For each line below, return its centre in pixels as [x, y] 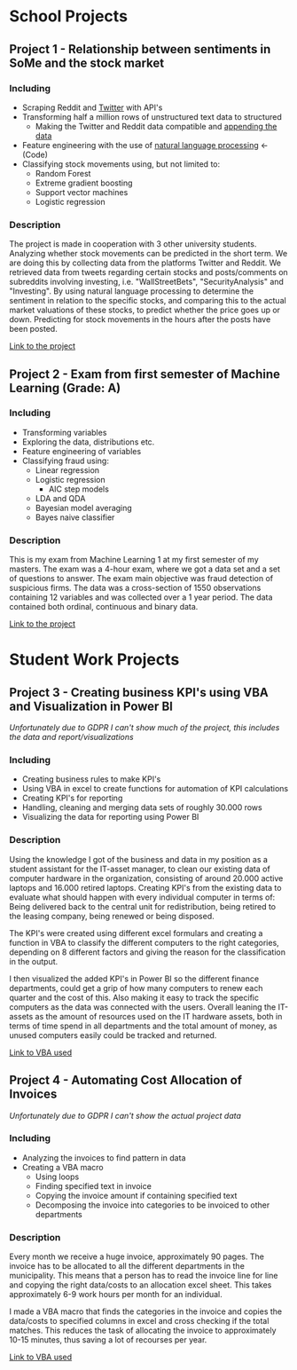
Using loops [57, 1177]
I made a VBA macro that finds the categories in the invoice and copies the [146, 1311]
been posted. [33, 329]
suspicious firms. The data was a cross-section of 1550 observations [135, 588]
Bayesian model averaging [84, 508]
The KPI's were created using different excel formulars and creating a [136, 933]
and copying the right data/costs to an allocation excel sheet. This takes [141, 1285]
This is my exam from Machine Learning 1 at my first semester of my [134, 560]
